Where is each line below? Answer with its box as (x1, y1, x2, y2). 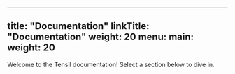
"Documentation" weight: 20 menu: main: (7, 31, 194, 43)
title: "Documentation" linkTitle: (7, 20, 150, 32)
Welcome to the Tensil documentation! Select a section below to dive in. (7, 60, 215, 68)
